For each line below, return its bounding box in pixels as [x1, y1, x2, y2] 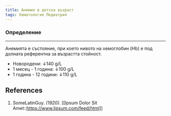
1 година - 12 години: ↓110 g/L [12, 71, 78, 77]
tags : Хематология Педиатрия [5, 12, 67, 17]
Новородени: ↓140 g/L [12, 61, 62, 67]
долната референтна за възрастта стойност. [5, 50, 102, 56]
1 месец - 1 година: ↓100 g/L [12, 66, 75, 72]
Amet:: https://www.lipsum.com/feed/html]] [12, 105, 103, 111]
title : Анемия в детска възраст [5, 7, 74, 13]
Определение [5, 29, 42, 36]
